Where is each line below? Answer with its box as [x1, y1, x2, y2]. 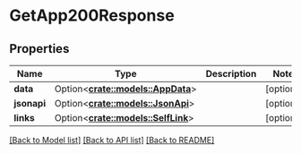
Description [205, 68, 257, 80]
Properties [9, 41, 70, 56]
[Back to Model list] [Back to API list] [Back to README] [9, 135, 215, 145]
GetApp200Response [9, 5, 175, 26]
